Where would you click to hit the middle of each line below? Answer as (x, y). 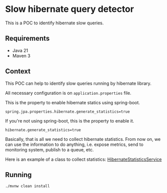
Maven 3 (21, 56)
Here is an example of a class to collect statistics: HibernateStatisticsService (83, 159)
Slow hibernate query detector (70, 9)
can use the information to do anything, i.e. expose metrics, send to (74, 144)
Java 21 (20, 50)
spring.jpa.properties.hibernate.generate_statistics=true (68, 112)
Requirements (27, 38)
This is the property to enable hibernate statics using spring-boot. (73, 102)
